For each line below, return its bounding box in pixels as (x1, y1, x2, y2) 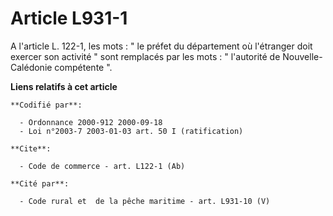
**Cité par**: (10, 178, 70, 189)
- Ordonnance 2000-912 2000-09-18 (19, 117, 163, 127)
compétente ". (54, 61, 113, 73)
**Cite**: (10, 143, 52, 154)
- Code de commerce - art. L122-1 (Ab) (19, 161, 186, 171)
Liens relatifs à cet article (10, 80, 118, 92)
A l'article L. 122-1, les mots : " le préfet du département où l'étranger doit (10, 40, 313, 52)
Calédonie (10, 61, 53, 73)
